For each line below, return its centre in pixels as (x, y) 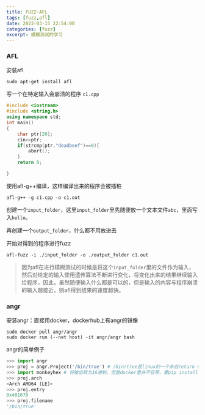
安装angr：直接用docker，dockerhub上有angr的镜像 (72, 320)
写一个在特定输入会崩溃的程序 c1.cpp (53, 94)
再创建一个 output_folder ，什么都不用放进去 (62, 230)
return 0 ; (30, 163)
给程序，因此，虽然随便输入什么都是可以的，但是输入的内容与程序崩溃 (110, 282)
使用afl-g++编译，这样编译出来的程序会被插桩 (64, 186)
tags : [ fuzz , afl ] (28, 18)
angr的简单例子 (25, 350)
